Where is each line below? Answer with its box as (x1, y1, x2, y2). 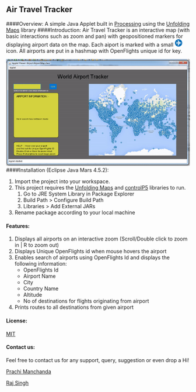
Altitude (23, 291, 43, 298)
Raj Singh (6, 379, 29, 386)
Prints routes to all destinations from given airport (14, 304, 134, 311)
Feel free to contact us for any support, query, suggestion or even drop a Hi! (6, 356, 190, 363)
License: (6, 317, 27, 324)
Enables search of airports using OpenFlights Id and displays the (14, 254, 170, 261)
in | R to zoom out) (14, 242, 60, 249)
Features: (6, 222, 30, 229)
